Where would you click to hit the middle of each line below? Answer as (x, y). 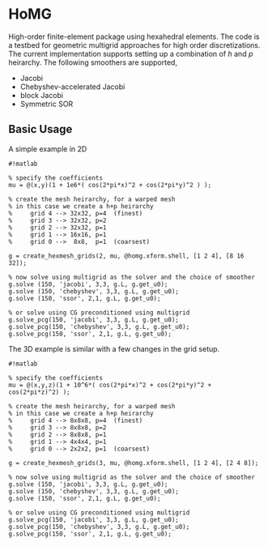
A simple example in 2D (48, 149)
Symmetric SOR (47, 104)
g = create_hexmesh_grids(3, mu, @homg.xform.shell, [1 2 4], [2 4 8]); (134, 463)
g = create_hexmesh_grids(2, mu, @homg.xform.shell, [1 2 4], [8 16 (126, 256)
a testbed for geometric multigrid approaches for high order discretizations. (134, 45)
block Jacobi (41, 95)
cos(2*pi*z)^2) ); (39, 392)
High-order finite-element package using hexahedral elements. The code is (134, 36)
